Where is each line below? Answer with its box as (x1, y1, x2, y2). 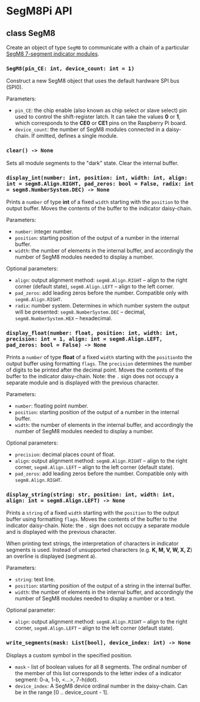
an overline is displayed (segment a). (6, 552, 97, 560)
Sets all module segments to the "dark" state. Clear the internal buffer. (6, 159, 179, 166)
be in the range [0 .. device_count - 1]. (14, 688, 109, 695)
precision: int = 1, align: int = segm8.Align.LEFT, (6, 335, 163, 342)
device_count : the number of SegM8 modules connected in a (14, 126, 165, 133)
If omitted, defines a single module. (31, 132, 118, 139)
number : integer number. (14, 227, 73, 235)
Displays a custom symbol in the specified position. (6, 651, 133, 659)
